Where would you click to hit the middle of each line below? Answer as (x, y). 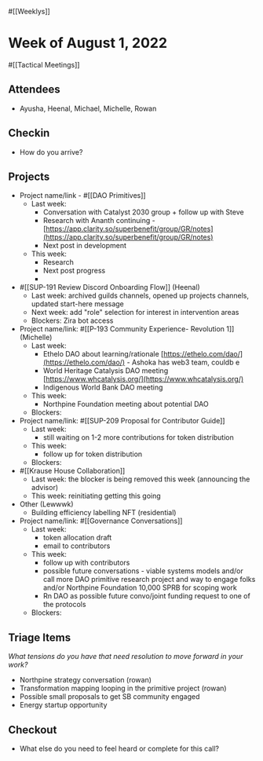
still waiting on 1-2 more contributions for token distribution (138, 437)
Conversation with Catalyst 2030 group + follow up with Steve (144, 212)
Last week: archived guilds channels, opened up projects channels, (140, 296)
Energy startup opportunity (63, 705)
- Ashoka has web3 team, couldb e (183, 362)
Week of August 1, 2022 (88, 43)
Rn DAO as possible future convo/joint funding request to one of (147, 596)
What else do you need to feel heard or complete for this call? (119, 748)
